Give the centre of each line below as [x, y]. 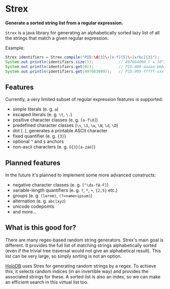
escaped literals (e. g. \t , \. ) [42, 115]
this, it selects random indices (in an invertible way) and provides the [77, 271]
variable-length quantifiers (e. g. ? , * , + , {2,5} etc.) [65, 190]
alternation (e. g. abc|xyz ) [39, 201]
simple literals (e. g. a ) [36, 109]
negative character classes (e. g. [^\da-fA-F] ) [60, 185]
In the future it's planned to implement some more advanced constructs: [80, 175]
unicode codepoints [33, 206]
